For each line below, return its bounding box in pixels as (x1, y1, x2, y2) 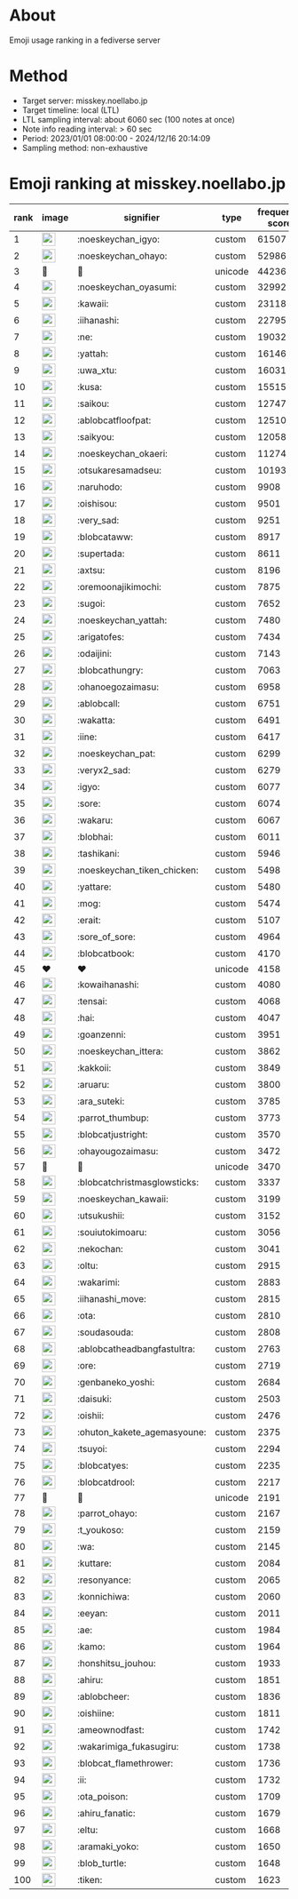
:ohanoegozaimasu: (76, 681, 160, 693)
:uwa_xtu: (76, 363, 117, 376)
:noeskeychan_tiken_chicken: (76, 864, 199, 876)
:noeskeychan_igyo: (76, 233, 161, 245)
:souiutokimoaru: (76, 1225, 147, 1238)
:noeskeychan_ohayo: (76, 250, 168, 262)
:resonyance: (76, 1574, 131, 1586)
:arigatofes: (76, 630, 125, 642)
